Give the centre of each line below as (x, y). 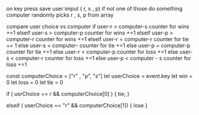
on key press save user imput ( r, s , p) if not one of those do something (94, 9)
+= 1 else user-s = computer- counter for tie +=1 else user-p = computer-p (98, 45)
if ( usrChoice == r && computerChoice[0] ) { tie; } (68, 94)
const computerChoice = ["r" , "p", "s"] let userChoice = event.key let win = (99, 76)
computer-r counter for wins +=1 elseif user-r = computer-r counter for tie (97, 39)
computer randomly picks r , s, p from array (60, 15)
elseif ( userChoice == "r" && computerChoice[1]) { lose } (77, 105)
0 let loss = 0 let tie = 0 (35, 82)
